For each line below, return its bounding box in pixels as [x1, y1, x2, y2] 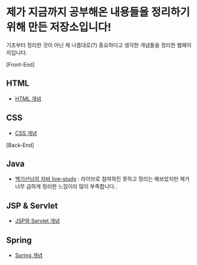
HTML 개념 [14, 95, 42, 102]
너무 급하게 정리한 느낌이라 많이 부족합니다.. [14, 183, 118, 190]
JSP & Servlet [6, 200, 58, 210]
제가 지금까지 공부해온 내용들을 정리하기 [6, 5, 190, 19]
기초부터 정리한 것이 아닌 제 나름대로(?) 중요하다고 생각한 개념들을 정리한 [6, 41, 176, 49]
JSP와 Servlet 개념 [14, 217, 60, 225]
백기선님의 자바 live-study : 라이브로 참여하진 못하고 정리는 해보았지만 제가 [14, 175, 190, 183]
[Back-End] [6, 141, 34, 149]
